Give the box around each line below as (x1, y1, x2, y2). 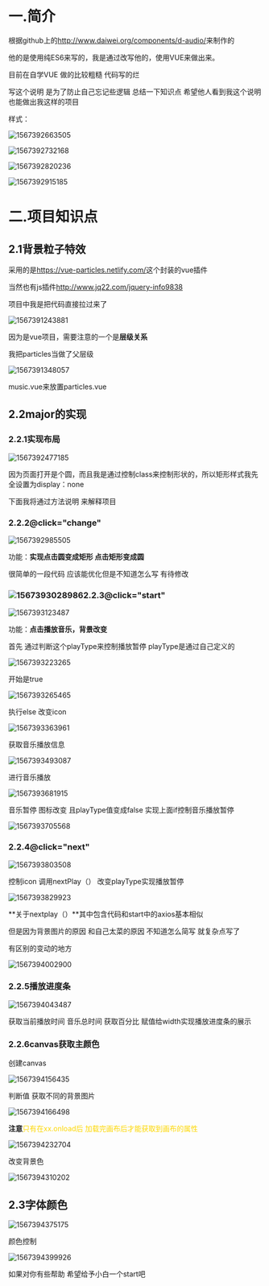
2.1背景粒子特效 (8, 242, 86, 256)
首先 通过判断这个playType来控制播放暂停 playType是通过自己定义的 (8, 642, 235, 651)
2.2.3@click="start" (83, 589, 166, 601)
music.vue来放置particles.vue (8, 382, 107, 391)
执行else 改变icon (8, 707, 67, 717)
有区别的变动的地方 (8, 943, 72, 953)
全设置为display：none (8, 479, 85, 489)
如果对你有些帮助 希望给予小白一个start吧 (8, 1269, 146, 1279)
